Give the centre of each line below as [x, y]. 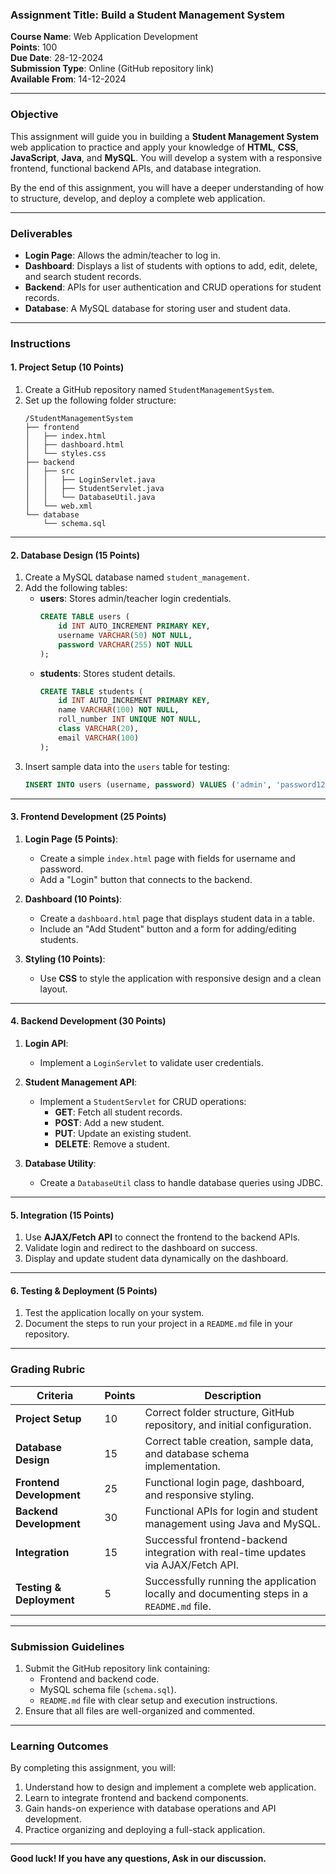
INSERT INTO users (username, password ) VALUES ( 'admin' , [148, 784]
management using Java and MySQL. [232, 1523]
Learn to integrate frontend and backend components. [136, 1798]
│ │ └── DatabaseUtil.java [90, 498]
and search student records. [83, 276]
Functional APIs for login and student [231, 1511]
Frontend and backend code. [99, 1679]
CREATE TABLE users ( [84, 617]
